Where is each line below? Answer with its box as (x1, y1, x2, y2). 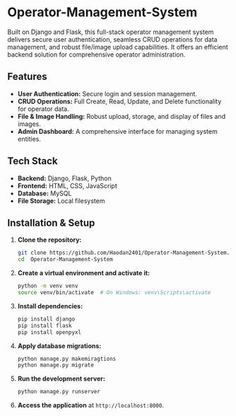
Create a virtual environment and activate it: (17, 269, 151, 277)
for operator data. (17, 104, 69, 113)
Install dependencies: (17, 301, 83, 310)
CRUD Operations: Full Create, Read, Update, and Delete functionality (17, 97, 222, 105)
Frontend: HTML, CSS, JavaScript (17, 181, 118, 190)
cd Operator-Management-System (17, 256, 113, 263)
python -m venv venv (17, 282, 78, 290)
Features (7, 71, 47, 83)
